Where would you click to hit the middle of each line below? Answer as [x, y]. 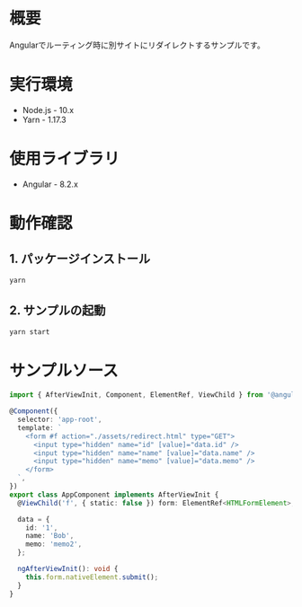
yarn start [30, 332]
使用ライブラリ [65, 159]
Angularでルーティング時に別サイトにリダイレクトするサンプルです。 [137, 45]
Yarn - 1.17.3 [44, 119]
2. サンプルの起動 [58, 311]
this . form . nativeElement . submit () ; [92, 577]
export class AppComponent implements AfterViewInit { [114, 495]
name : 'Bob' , [50, 536]
